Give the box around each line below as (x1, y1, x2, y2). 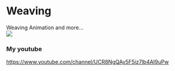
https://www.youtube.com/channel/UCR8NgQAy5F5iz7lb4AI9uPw (6, 58, 169, 66)
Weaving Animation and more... (6, 24, 84, 31)
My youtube (6, 45, 43, 53)
